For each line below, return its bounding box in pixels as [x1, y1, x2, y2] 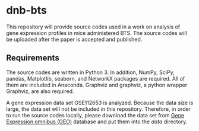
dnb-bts [6, 4, 48, 17]
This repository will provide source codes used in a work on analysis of [6, 23, 181, 30]
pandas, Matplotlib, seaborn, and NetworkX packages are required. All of [6, 75, 185, 82]
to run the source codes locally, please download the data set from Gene [6, 111, 185, 119]
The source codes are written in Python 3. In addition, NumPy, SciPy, [6, 69, 175, 76]
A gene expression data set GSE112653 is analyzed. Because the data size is [6, 99, 194, 106]
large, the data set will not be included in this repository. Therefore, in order [6, 105, 191, 113]
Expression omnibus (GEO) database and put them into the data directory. [6, 118, 188, 125]
